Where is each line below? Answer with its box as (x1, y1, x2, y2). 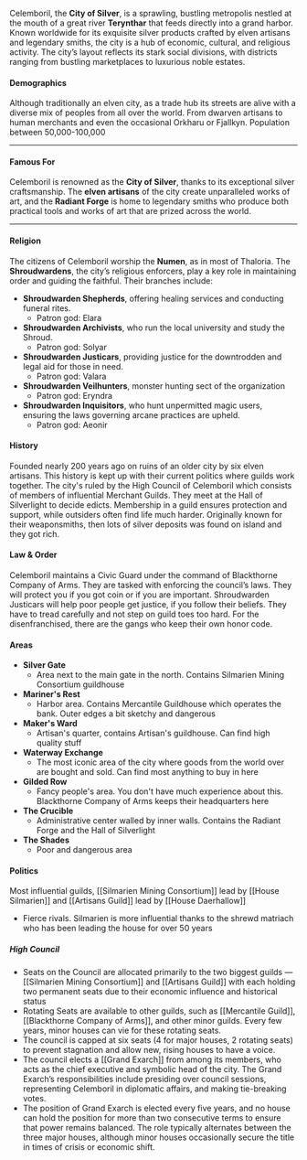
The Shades (22, 834, 70, 845)
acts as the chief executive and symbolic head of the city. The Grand (22, 1064, 282, 1075)
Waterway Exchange (22, 747, 103, 758)
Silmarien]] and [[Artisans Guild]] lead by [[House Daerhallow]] (9, 896, 247, 907)
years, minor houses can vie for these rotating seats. (22, 1025, 222, 1036)
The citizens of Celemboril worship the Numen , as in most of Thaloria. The (9, 255, 291, 266)
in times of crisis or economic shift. (22, 1142, 155, 1153)
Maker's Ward (22, 718, 78, 729)
